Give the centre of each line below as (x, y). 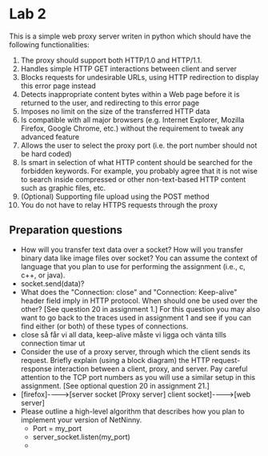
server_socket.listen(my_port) (81, 437)
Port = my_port (57, 428)
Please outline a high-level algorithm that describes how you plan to (132, 411)
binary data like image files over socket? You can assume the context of (139, 258)
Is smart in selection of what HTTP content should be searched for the (136, 162)
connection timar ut (53, 343)
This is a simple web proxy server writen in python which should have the (130, 36)
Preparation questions (66, 230)
